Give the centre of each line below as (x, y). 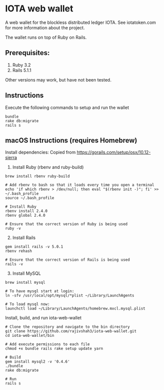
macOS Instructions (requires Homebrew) (71, 140)
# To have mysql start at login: (40, 291)
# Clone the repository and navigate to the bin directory (68, 327)
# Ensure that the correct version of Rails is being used (68, 260)
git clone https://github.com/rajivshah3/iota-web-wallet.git (71, 331)
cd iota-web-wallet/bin (30, 336)
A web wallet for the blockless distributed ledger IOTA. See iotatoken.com (81, 22)
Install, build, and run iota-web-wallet (43, 318)
